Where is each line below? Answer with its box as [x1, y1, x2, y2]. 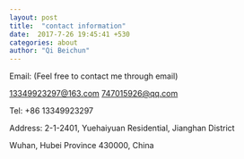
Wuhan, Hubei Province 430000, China [9, 140, 154, 151]
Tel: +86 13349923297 [9, 105, 94, 116]
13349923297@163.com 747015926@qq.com [9, 88, 179, 99]
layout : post [9, 13, 58, 22]
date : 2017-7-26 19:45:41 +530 [9, 29, 130, 38]
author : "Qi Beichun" [9, 46, 91, 55]
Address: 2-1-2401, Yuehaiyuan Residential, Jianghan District [9, 122, 235, 134]
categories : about [9, 38, 78, 47]
